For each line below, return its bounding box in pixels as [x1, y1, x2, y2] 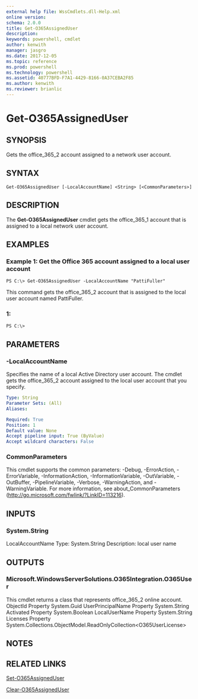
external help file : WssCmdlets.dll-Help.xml [6, 8, 120, 15]
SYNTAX [6, 168, 40, 178]
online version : [6, 14, 46, 20]
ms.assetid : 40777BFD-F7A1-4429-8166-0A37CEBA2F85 [6, 75, 134, 81]
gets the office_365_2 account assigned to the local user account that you [6, 377, 187, 384]
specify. [6, 383, 25, 391]
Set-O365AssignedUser [6, 675, 65, 682]
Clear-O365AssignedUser [6, 686, 69, 693]
